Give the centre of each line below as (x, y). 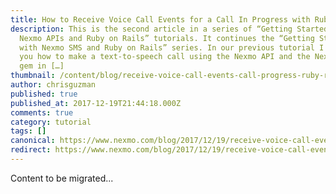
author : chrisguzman (53, 85)
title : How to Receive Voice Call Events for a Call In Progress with (160, 19)
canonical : (33, 141)
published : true (44, 94)
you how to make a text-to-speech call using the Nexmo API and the (165, 57)
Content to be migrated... (62, 178)
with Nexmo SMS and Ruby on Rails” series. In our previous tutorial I (172, 47)
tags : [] (28, 131)
